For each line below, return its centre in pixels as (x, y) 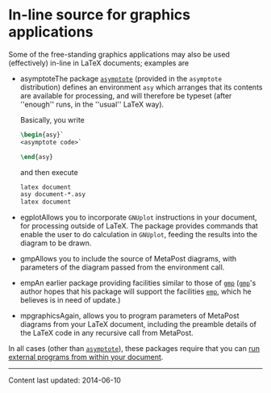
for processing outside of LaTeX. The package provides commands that (139, 226)
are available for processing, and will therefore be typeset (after (126, 95)
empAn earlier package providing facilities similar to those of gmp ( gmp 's (138, 283)
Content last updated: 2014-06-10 (65, 380)
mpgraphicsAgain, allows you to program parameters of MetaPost (129, 316)
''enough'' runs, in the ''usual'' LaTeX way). (92, 104)
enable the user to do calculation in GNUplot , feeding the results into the (139, 235)
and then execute (49, 172)
